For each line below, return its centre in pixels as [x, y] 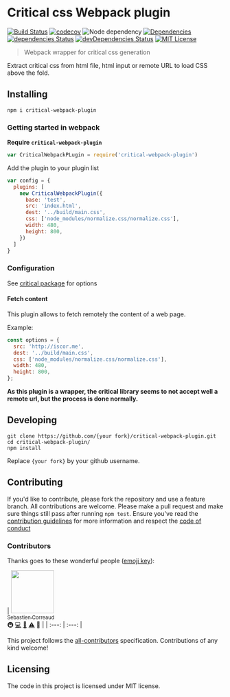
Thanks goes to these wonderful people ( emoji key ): [81, 560]
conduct [19, 528]
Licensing [28, 669]
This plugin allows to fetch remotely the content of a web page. [96, 314]
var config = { [29, 180]
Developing [32, 420]
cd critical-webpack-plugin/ [49, 442]
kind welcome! [28, 648]
